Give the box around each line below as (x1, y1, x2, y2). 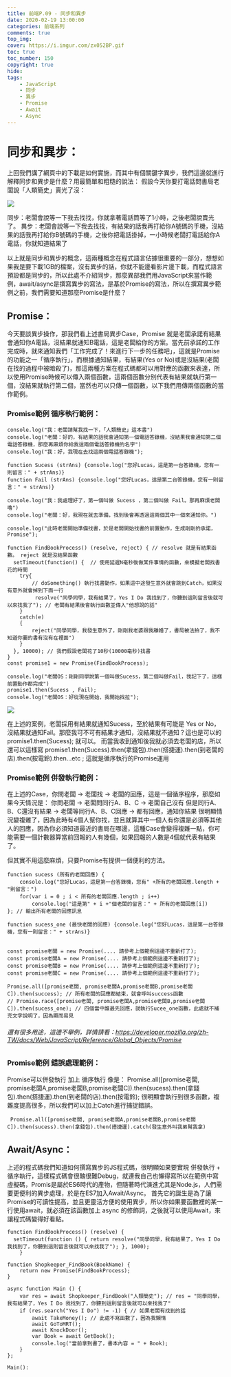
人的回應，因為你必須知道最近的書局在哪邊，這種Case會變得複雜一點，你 (7, 824, 214, 832)
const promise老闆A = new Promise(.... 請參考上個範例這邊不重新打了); (7, 955, 200, 962)
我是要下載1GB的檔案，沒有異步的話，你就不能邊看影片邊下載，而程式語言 (12, 262, 223, 271)
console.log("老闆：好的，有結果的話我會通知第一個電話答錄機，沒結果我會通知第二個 (7, 433, 221, 441)
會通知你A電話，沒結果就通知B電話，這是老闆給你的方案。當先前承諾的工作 (7, 338, 220, 346)
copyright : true (7, 61, 54, 68)
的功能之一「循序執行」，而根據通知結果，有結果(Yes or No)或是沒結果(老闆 (7, 355, 219, 364)
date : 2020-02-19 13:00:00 (7, 17, 85, 23)
